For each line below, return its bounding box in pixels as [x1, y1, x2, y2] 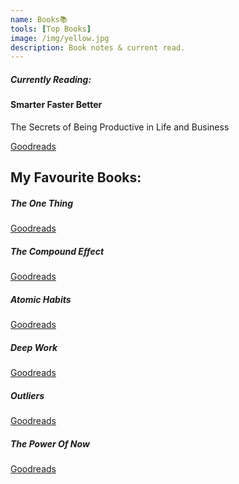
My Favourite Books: [10, 169, 142, 186]
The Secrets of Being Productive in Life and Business [10, 121, 230, 133]
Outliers [10, 389, 45, 401]
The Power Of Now [10, 437, 90, 450]
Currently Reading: [10, 73, 92, 85]
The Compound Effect [10, 245, 105, 257]
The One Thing [10, 197, 74, 209]
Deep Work [10, 341, 58, 353]
